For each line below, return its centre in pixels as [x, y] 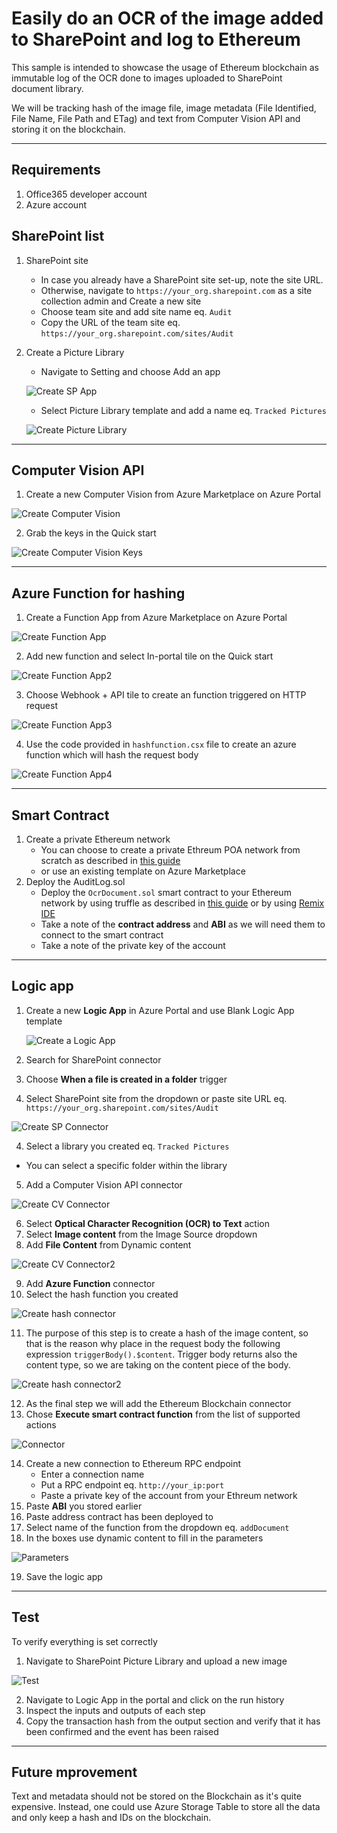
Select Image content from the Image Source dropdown [141, 1234]
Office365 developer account [86, 194]
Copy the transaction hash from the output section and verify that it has [173, 1721]
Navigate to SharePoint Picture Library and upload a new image [156, 1661]
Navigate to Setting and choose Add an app [130, 371]
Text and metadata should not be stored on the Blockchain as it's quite [156, 1796]
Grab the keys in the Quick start [91, 533]
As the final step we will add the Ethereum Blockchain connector [158, 1403]
